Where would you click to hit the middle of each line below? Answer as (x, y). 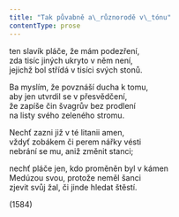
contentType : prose (45, 26)
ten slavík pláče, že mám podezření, (75, 50)
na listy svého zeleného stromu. (67, 115)
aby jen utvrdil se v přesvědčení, (68, 96)
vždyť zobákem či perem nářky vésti (75, 142)
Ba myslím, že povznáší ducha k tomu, (79, 87)
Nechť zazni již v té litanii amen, (67, 132)
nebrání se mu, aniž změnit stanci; (71, 151)
